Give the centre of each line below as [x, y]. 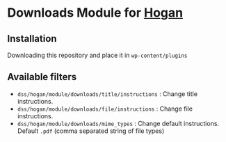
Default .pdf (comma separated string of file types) [91, 131]
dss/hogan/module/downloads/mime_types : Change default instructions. [118, 123]
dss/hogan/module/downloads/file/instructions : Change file [105, 109]
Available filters [42, 77]
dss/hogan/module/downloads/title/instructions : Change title [107, 94]
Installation [32, 39]
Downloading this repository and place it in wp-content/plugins [97, 55]
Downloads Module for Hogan [95, 13]
